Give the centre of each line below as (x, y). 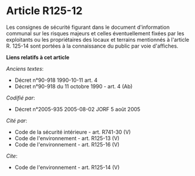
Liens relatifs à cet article (38, 57)
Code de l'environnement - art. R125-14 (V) (67, 167)
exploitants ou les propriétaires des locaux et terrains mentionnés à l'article (98, 39)
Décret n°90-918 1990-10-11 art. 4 (56, 80)
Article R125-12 (44, 11)
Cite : (12, 156)
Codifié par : (21, 98)
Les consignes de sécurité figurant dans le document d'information (88, 27)
